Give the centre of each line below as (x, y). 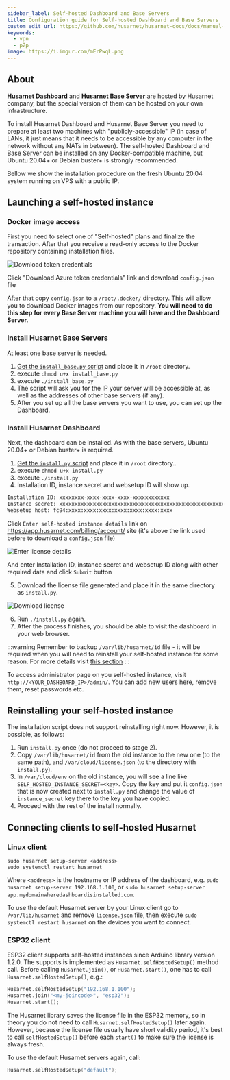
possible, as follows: (36, 735)
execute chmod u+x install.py (60, 470)
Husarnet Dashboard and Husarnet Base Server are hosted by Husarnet (110, 96)
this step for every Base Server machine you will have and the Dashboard (114, 313)
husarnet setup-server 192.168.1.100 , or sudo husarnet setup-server (106, 887)
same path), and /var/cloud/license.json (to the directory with (106, 762)
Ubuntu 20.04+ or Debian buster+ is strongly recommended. (92, 160)
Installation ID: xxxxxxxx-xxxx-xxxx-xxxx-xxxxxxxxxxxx (88, 498)
